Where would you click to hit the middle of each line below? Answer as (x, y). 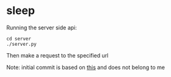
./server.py (21, 44)
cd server (19, 38)
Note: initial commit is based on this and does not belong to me (85, 67)
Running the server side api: (42, 28)
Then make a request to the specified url (57, 55)
